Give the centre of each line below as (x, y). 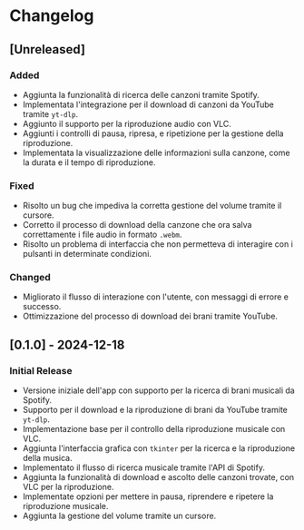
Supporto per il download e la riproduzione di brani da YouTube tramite (155, 410)
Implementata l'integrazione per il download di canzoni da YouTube (148, 104)
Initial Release (41, 370)
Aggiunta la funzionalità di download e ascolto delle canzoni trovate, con (158, 477)
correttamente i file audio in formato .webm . (103, 235)
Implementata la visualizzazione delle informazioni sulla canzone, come (156, 152)
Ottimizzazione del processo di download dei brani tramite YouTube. (150, 316)
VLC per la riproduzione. (68, 487)
